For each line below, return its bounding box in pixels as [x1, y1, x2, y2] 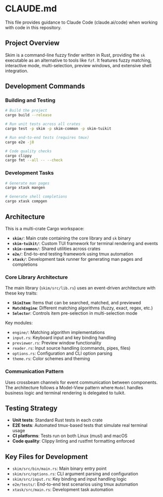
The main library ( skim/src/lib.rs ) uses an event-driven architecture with [5, 285, 156, 291]
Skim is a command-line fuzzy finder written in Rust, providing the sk [5, 52, 146, 58]
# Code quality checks [5, 149, 52, 154]
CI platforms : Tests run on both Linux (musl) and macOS [12, 433, 127, 439]
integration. [5, 68, 29, 74]
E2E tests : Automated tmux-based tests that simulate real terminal [12, 422, 148, 428]
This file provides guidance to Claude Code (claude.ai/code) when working [5, 19, 158, 25]
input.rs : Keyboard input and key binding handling [12, 334, 116, 341]
